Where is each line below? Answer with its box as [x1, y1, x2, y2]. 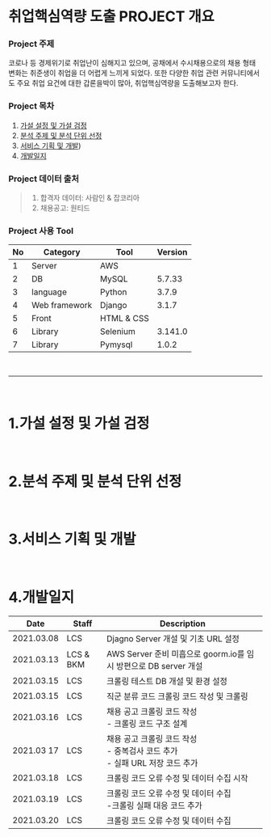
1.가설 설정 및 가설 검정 [8, 414, 150, 433]
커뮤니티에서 [220, 68, 261, 78]
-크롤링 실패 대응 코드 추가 [106, 800, 203, 811]
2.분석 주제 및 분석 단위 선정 [8, 472, 182, 490]
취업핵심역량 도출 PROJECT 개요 [8, 7, 215, 26]
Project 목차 [8, 100, 55, 112]
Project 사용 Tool [8, 226, 74, 236]
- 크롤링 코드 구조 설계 [106, 718, 188, 729]
